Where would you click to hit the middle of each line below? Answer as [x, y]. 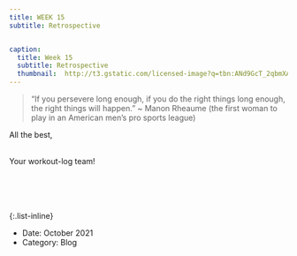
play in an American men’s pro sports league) [113, 117]
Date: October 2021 [57, 233]
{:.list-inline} [31, 216]
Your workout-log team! [52, 161]
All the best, [31, 135]
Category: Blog [49, 242]
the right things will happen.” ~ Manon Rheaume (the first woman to [154, 108]
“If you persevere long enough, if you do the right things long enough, [158, 99]
